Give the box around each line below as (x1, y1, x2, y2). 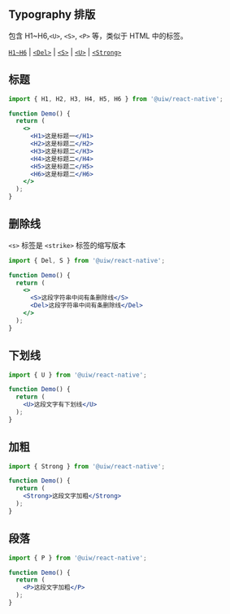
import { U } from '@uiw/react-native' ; (8, 371, 148, 379)
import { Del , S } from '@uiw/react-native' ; (8, 256, 165, 264)
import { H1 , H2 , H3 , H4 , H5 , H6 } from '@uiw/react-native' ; (8, 94, 223, 103)
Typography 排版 (8, 7, 96, 22)
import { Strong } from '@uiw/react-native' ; (8, 462, 165, 470)
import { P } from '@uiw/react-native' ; (8, 554, 148, 562)
